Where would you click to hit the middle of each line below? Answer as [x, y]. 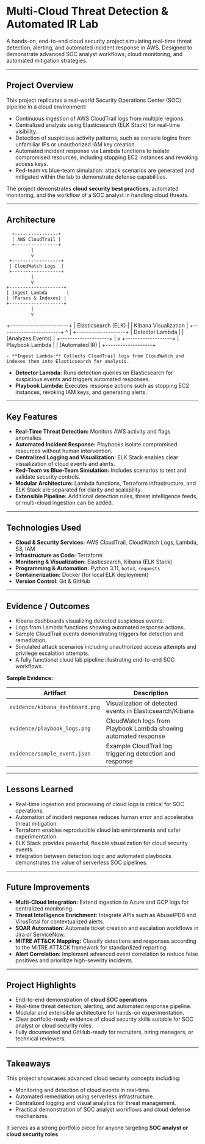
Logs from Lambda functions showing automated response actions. [100, 627]
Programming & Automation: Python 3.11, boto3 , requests [88, 568]
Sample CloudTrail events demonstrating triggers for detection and [99, 634]
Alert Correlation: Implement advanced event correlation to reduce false [106, 954]
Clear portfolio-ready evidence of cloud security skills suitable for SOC [104, 1019]
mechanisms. [32, 1116]
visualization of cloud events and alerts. [65, 464]
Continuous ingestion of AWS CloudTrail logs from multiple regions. [100, 118]
